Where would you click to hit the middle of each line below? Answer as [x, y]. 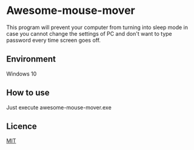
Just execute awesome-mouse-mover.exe [59, 107]
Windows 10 [22, 74]
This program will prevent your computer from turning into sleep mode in [97, 27]
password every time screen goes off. [54, 40]
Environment [31, 59]
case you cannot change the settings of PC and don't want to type [89, 33]
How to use [28, 93]
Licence [22, 126]
